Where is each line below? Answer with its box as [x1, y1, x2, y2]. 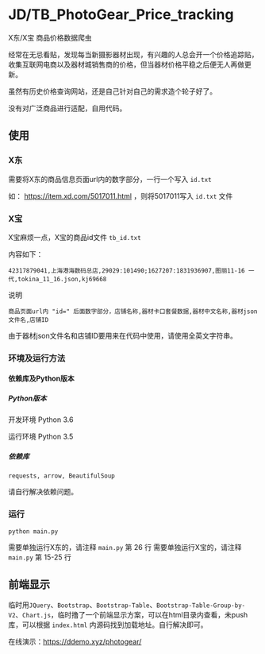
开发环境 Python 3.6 [8, 415, 74, 424]
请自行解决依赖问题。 [8, 487, 78, 497]
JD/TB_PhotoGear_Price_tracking [8, 6, 234, 24]
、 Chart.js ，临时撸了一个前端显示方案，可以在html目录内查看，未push [15, 610, 248, 620]
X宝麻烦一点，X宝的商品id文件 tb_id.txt [8, 232, 141, 242]
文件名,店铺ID [8, 315, 49, 323]
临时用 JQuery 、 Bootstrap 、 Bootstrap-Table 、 [8, 600, 157, 609]
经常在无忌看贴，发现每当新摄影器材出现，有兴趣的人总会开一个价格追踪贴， [8, 49, 259, 59]
